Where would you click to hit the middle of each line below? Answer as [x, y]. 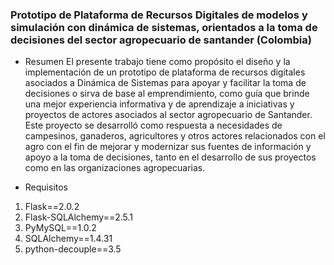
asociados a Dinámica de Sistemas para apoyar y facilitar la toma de [165, 83]
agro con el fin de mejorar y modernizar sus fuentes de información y [168, 147]
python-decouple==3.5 [73, 249]
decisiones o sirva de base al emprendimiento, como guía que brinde [167, 94]
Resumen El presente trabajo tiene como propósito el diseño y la [157, 62]
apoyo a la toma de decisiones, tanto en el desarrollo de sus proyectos [170, 157]
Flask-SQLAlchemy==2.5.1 [79, 217]
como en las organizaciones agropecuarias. [115, 168]
